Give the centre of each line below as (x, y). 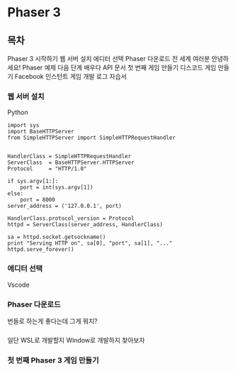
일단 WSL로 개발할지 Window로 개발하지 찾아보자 (76, 340)
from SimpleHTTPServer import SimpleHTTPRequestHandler (91, 138)
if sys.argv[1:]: (33, 182)
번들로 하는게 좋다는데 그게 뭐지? (52, 321)
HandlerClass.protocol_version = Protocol (71, 218)
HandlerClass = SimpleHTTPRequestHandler (69, 157)
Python (18, 112)
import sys (23, 126)
